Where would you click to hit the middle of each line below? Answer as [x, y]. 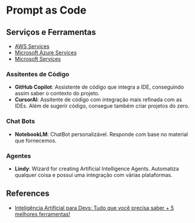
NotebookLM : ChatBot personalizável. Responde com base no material [101, 134]
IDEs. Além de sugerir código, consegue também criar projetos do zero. [102, 106]
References [28, 194]
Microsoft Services [38, 59]
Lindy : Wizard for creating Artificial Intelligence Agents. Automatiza [97, 169]
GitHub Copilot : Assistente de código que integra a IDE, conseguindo [99, 87]
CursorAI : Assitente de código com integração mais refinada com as [98, 100]
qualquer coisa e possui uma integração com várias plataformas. [93, 174]
